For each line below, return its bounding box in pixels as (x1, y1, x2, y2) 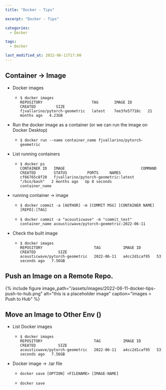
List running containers (12, 151, 60, 157)
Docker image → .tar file (12, 360, 62, 366)
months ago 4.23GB (19, 113, 63, 118)
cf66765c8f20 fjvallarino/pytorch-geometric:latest (19, 174, 134, 179)
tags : (5, 39, 16, 44)
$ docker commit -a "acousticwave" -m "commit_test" (19, 217, 132, 222)
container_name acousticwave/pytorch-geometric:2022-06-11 (19, 221, 146, 226)
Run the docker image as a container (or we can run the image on (12, 121, 147, 128)
